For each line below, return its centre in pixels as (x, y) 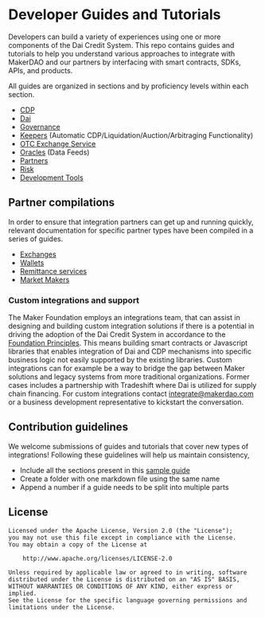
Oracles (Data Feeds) (55, 152)
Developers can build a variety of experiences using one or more (115, 37)
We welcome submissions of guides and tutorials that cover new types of (129, 446)
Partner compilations (62, 203)
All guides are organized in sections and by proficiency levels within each (129, 86)
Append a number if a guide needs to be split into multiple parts (124, 487)
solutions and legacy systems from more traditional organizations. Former (129, 377)
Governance (40, 127)
